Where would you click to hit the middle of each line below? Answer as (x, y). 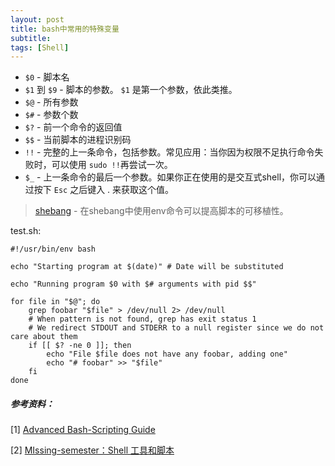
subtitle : (31, 38)
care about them (44, 337)
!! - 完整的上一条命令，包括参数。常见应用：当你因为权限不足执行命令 (169, 152)
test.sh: (26, 231)
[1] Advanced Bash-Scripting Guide (83, 430)
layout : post (37, 19)
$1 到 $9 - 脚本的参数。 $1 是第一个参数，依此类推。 (131, 90)
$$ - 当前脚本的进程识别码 (78, 140)
